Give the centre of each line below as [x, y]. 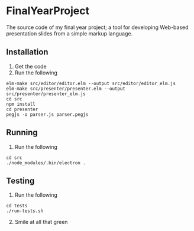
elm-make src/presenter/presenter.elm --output [66, 89]
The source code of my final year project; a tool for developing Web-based [97, 27]
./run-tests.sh [25, 211]
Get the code [31, 66]
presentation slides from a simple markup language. [69, 33]
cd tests [17, 206]
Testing [20, 180]
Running [22, 133]
